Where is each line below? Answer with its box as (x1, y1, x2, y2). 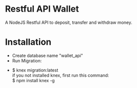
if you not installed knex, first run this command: (12, 72, 109, 78)
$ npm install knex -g (12, 77, 55, 83)
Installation (5, 36, 52, 48)
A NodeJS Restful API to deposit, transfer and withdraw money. (5, 19, 133, 25)
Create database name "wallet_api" (12, 53, 83, 58)
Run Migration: (12, 57, 42, 64)
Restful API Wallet (5, 3, 79, 15)
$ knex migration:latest (12, 67, 59, 73)
